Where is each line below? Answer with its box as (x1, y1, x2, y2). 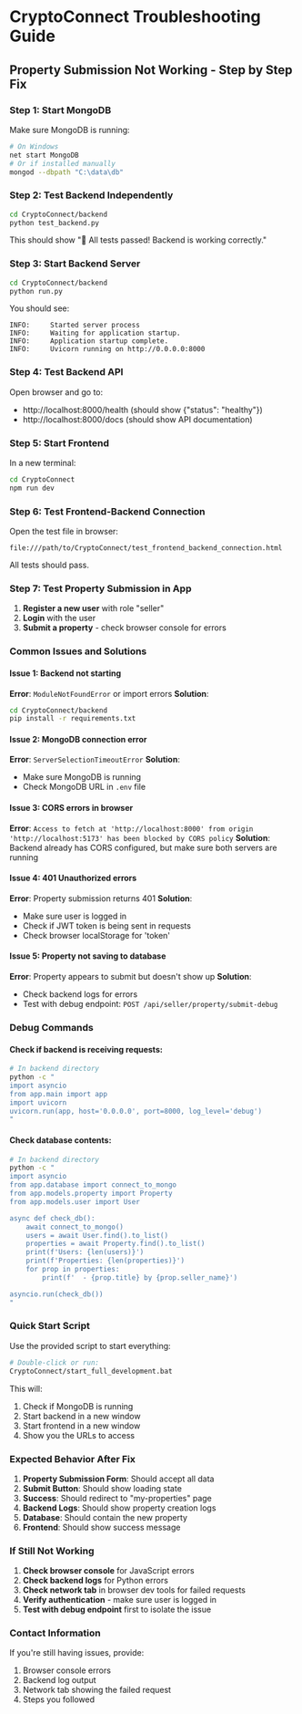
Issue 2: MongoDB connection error (9, 733, 147, 744)
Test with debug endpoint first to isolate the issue (22, 1604, 212, 1615)
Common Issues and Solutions (9, 645, 147, 658)
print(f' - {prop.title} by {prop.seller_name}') (42, 1273, 238, 1283)
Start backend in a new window (22, 1410, 141, 1421)
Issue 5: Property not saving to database (9, 950, 166, 961)
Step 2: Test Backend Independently (9, 189, 174, 202)
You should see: (9, 303, 70, 314)
